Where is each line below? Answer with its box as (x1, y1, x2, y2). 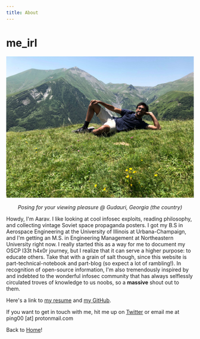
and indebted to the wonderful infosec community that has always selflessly (6, 272, 193, 279)
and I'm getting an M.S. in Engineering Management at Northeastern (6, 234, 174, 242)
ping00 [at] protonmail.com (6, 314, 73, 322)
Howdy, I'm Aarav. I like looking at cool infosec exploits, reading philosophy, (6, 215, 192, 222)
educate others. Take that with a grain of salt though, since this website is (6, 253, 187, 260)
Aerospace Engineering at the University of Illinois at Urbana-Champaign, (6, 228, 186, 235)
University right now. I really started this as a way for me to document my (6, 240, 186, 248)
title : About (6, 10, 39, 16)
